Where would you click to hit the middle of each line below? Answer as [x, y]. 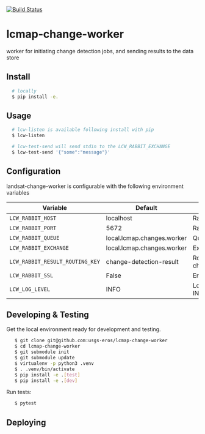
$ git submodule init [42, 352]
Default [146, 208]
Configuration [34, 171]
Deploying [26, 422]
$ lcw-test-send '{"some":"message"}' [61, 152]
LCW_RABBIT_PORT [33, 228]
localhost [119, 218]
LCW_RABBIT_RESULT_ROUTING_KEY [55, 261]
